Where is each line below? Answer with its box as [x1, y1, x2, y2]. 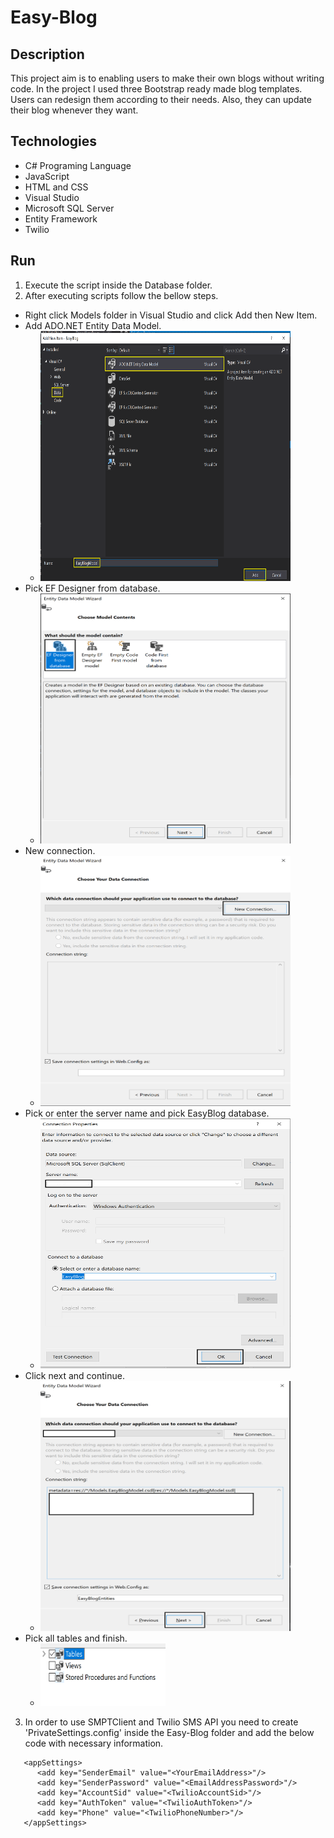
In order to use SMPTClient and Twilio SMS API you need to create [24, 1716, 299, 1728]
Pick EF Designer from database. [24, 582, 161, 594]
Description [10, 46, 85, 63]
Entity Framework [24, 212, 98, 225]
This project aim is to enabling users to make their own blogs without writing [10, 72, 325, 84]
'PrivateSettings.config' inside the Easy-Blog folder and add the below [24, 1726, 315, 1738]
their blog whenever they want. [10, 104, 139, 116]
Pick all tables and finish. [24, 1632, 128, 1644]
